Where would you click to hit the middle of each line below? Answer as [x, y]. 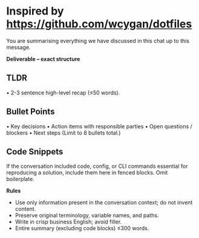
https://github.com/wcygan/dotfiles [99, 24]
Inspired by [35, 11]
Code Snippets [35, 152]
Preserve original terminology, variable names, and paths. [87, 216]
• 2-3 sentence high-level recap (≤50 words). [63, 93]
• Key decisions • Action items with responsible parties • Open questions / [99, 126]
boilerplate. [20, 179]
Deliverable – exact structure [43, 59]
